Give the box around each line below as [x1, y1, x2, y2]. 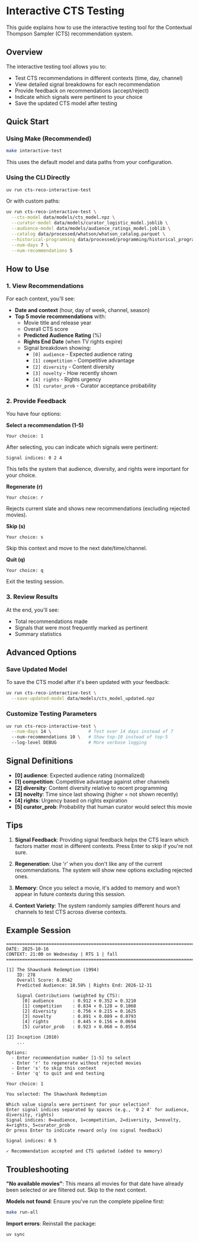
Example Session [6, 926, 71, 936]
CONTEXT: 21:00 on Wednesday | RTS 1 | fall [6, 952, 118, 958]
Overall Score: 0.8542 [17, 977, 73, 984]
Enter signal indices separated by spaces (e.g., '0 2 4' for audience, [6, 1107, 190, 1113]
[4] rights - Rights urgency [32, 376, 102, 383]
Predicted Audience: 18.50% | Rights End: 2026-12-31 [17, 982, 152, 988]
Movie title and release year [23, 319, 92, 326]
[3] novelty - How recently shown [32, 370, 117, 377]
